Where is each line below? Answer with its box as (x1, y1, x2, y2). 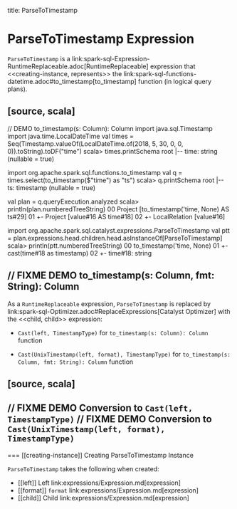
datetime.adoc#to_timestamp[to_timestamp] (7, 77, 137, 85)
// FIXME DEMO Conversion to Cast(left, (7, 402, 194, 414)
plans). (7, 85, 28, 93)
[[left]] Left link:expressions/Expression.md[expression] (17, 478, 181, 487)
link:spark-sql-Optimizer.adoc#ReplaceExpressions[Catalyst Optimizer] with (7, 307, 231, 315)
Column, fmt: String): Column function (17, 357, 134, 366)
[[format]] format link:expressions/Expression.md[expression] (17, 486, 199, 494)
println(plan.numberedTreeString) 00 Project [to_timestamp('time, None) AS (7, 204, 230, 213)
